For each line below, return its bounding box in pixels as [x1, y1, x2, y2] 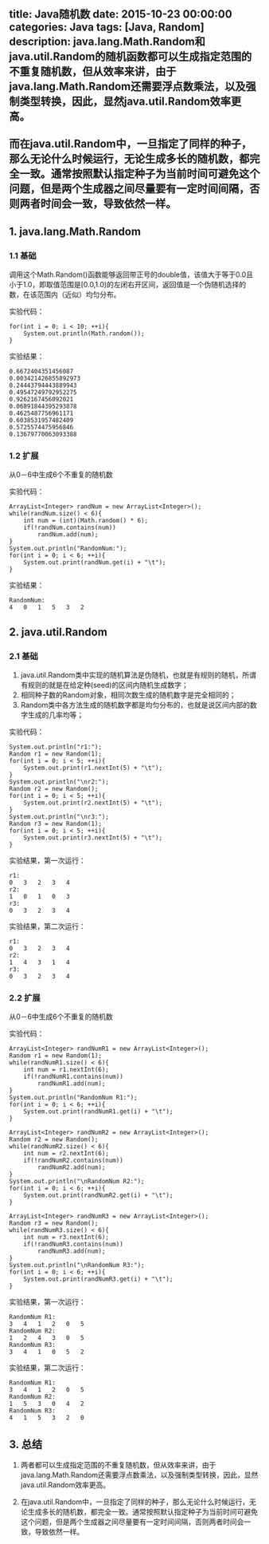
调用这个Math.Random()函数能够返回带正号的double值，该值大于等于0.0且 [9, 270, 254, 279]
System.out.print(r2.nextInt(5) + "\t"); [23, 799, 162, 808]
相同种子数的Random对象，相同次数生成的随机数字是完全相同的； [20, 690, 237, 700]
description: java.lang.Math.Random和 [9, 35, 205, 49]
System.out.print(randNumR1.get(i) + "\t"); [23, 1108, 173, 1116]
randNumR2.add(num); [37, 1163, 106, 1171]
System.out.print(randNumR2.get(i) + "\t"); [23, 1191, 173, 1199]
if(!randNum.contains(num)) [23, 523, 116, 532]
